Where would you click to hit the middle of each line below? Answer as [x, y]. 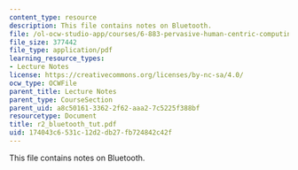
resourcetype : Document [53, 116]
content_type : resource [53, 17]
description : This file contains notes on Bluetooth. [111, 26]
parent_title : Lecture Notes [63, 91]
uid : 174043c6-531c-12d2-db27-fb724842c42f [91, 133]
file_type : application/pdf [61, 50]
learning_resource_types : [57, 58]
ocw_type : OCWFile [43, 83]
